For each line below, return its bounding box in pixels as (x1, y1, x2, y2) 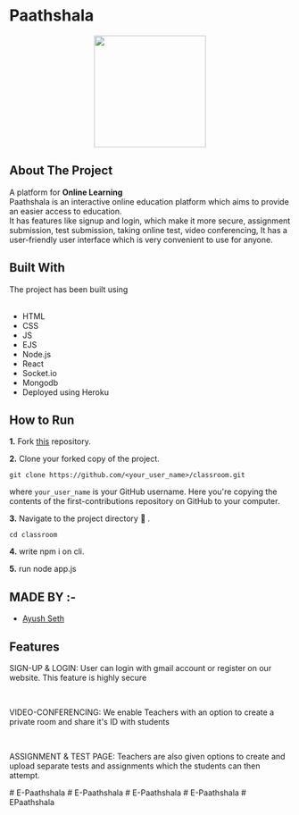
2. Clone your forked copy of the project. (9, 453, 161, 465)
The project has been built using (9, 283, 129, 295)
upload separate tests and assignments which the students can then (9, 760, 261, 771)
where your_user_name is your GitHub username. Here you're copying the (9, 486, 278, 497)
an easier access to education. (9, 206, 122, 216)
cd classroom (9, 531, 58, 540)
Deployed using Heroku (21, 386, 110, 398)
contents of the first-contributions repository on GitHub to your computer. (9, 496, 280, 507)
